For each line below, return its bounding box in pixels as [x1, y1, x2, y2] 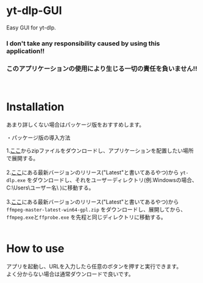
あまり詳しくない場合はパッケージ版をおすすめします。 [6, 121, 145, 128]
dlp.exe [6, 178, 26, 184]
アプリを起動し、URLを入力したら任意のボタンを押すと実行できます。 [6, 263, 182, 270]
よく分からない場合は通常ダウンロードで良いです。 [6, 270, 134, 278]
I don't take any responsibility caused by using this [6, 39, 160, 48]
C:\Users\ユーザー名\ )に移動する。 [6, 184, 94, 191]
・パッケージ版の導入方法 [6, 134, 71, 141]
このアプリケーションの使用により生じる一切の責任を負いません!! [6, 64, 198, 73]
